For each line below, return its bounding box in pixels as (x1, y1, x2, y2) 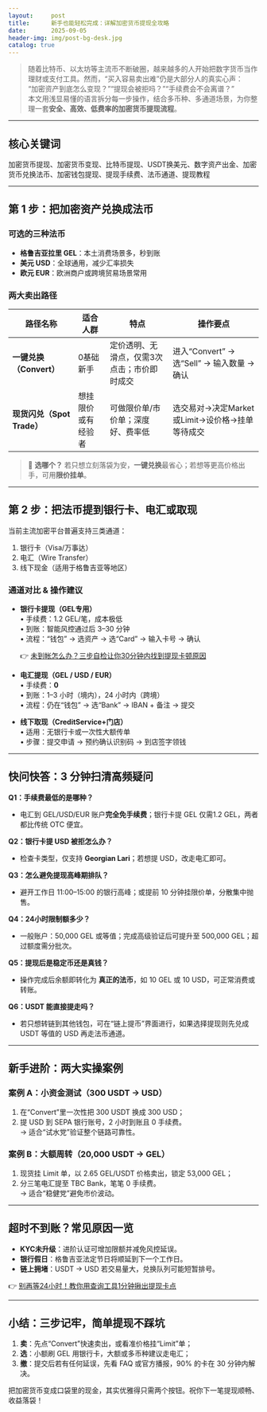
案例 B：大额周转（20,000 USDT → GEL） (8, 1148, 170, 1160)
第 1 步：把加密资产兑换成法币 (8, 202, 153, 216)
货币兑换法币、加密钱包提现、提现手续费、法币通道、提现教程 (8, 169, 211, 179)
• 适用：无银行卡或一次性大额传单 (19, 727, 131, 737)
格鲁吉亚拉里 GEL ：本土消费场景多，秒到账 (19, 248, 161, 257)
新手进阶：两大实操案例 (8, 1062, 123, 1075)
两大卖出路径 (8, 290, 58, 301)
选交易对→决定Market (172, 402, 254, 413)
